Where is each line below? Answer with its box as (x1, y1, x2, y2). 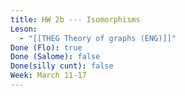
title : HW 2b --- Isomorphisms (10, 14, 141, 25)
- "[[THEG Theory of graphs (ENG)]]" (19, 33, 177, 43)
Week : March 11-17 (10, 71, 87, 81)
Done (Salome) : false (10, 52, 101, 62)
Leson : (10, 24, 38, 34)
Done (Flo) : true (10, 42, 83, 53)
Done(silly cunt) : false (10, 61, 114, 71)
